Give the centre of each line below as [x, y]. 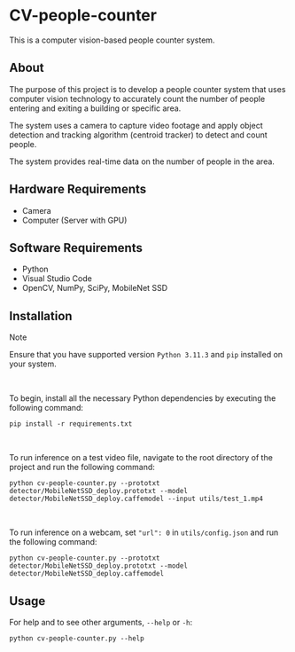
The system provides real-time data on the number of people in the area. [142, 161]
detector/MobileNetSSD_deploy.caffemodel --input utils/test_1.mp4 [136, 499]
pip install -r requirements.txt [71, 424]
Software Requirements [76, 248]
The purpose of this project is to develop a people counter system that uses [147, 89]
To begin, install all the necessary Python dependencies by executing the [143, 398]
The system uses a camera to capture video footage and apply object [136, 125]
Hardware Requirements [78, 189]
